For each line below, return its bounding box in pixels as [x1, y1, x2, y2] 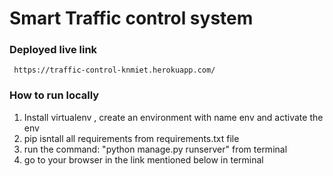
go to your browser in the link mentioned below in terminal [23, 153, 264, 166]
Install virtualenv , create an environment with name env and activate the [23, 111, 324, 123]
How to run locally [9, 88, 100, 102]
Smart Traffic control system [9, 7, 254, 30]
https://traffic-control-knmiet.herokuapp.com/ [13, 65, 216, 76]
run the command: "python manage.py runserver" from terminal [23, 143, 288, 155]
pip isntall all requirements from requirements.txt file [23, 132, 240, 144]
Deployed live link [9, 43, 98, 57]
